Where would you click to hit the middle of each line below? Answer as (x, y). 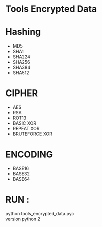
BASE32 (21, 174)
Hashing (23, 32)
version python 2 (23, 219)
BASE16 (21, 168)
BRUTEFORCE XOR (32, 134)
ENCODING (29, 154)
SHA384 (21, 67)
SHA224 (21, 57)
